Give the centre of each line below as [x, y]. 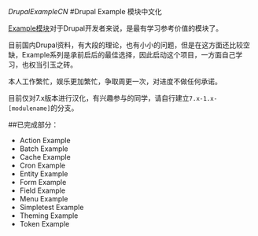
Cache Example [45, 157]
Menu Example [44, 199]
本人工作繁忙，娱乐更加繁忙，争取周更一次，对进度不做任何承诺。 [115, 81]
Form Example [43, 182]
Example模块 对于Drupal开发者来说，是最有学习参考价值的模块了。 [115, 28]
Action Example [45, 140]
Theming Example [49, 216]
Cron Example [42, 165]
